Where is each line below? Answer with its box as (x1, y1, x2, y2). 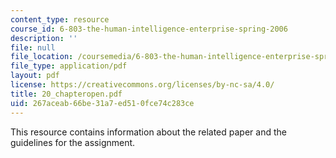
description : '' (10, 33, 78, 43)
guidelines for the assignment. (10, 136, 136, 148)
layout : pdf (10, 71, 60, 81)
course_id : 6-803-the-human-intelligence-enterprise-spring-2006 (10, 24, 288, 34)
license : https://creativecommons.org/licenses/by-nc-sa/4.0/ (10, 80, 275, 90)
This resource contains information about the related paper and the (10, 126, 287, 138)
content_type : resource (10, 14, 110, 25)
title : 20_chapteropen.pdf (10, 89, 123, 99)
